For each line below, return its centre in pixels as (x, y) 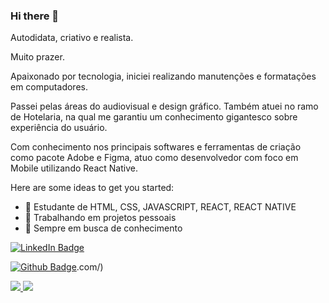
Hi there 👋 (35, 16)
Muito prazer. (37, 57)
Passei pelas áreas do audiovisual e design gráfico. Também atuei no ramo (164, 106)
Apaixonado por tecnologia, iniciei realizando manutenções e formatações (163, 76)
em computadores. (49, 87)
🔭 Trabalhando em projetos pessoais (100, 218)
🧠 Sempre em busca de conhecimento (103, 228)
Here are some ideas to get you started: (92, 188)
